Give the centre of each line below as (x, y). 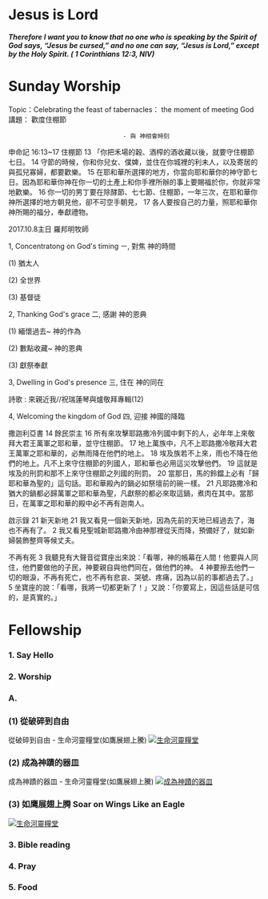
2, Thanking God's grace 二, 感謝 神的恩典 (78, 314)
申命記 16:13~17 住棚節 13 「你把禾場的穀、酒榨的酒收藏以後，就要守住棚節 (131, 152)
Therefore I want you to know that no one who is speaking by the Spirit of (133, 37)
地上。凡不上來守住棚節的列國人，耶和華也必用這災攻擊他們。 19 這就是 (140, 463)
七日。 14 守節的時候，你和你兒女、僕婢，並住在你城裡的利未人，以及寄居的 (133, 162)
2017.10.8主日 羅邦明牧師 (49, 229)
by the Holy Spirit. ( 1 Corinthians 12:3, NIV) (82, 54)
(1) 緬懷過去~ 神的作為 (45, 331)
